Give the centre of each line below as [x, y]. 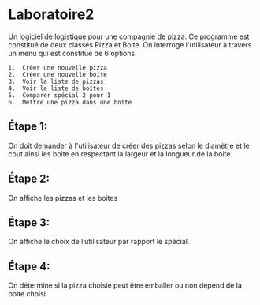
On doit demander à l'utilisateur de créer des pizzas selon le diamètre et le [129, 145]
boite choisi [27, 294]
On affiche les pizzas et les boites [63, 198]
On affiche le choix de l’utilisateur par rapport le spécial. [99, 242]
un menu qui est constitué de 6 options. [72, 53]
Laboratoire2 [51, 15]
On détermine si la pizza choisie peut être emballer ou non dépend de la [125, 285]
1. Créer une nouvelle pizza [58, 68]
